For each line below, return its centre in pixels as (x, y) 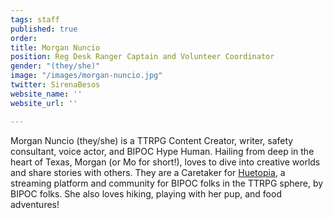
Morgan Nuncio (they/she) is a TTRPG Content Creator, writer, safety (152, 140)
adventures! (35, 204)
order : (24, 38)
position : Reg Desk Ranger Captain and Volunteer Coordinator (142, 57)
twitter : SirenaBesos (55, 85)
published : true (44, 29)
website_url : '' (44, 103)
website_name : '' (46, 94)
